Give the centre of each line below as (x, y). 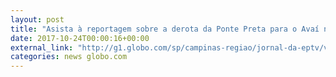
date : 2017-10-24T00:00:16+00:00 (80, 38)
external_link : (42, 47)
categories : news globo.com (69, 57)
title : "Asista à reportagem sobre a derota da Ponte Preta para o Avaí (165, 29)
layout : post (37, 19)
